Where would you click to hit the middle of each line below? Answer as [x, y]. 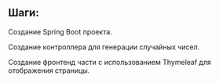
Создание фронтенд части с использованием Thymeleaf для [110, 62]
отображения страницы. [49, 70]
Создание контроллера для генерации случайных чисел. [104, 47]
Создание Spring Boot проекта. [60, 31]
